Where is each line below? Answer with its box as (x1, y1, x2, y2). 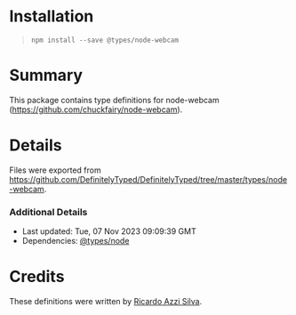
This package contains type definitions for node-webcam (9, 94, 220, 105)
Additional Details (9, 206, 88, 218)
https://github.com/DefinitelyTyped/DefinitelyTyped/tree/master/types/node (9, 174, 287, 184)
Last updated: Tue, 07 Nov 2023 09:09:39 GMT (21, 226, 197, 237)
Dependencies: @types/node (21, 236, 130, 246)
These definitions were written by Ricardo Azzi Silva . (9, 296, 203, 307)
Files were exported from (9, 165, 101, 175)
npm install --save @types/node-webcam (30, 36, 180, 44)
